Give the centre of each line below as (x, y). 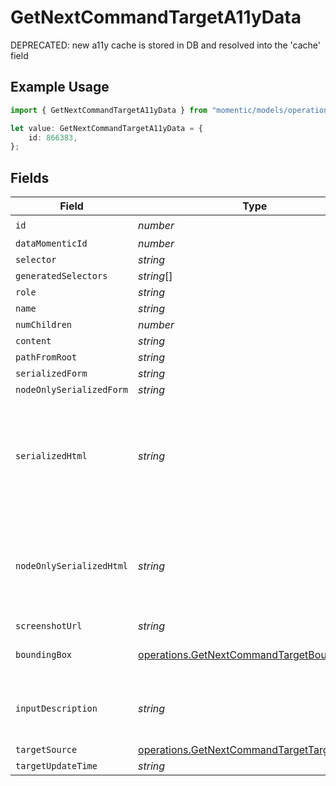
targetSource (46, 750)
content (33, 341)
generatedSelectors (61, 276)
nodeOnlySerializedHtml (72, 566)
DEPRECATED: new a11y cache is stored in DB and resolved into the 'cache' (165, 45)
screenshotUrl (49, 626)
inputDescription (56, 709)
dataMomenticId (51, 244)
